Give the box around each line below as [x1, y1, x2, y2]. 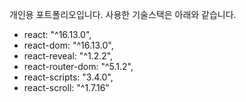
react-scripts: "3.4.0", [23, 71, 114, 83]
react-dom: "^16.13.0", [23, 39, 114, 51]
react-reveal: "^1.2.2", [23, 50, 114, 62]
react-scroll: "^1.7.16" [23, 82, 110, 93]
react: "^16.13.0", [23, 29, 92, 40]
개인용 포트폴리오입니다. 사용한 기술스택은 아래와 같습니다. [9, 9, 237, 20]
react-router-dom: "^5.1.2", [23, 61, 134, 72]
